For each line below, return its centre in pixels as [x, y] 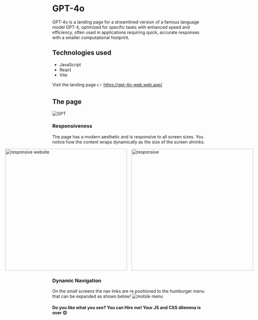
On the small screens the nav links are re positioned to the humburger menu [128, 291]
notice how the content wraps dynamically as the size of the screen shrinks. [129, 142]
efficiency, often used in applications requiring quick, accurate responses [126, 32]
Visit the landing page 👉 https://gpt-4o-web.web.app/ [107, 85]
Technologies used [82, 53]
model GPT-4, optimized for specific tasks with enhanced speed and [121, 27]
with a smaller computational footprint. [91, 38]
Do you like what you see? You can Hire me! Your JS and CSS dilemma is [127, 307]
